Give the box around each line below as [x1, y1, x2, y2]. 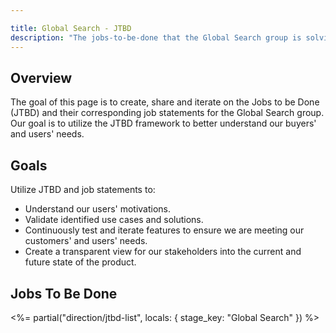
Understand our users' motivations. [24, 203, 172, 215]
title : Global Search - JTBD [10, 23, 132, 33]
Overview [10, 69, 73, 86]
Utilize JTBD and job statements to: [10, 184, 156, 196]
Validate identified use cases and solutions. [24, 214, 204, 226]
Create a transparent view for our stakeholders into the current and [24, 246, 302, 258]
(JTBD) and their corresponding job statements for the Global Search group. [10, 107, 325, 119]
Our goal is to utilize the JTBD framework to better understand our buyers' [10, 117, 317, 130]
